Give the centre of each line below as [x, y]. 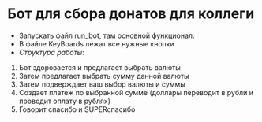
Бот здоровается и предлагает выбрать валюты [99, 67]
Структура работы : [51, 52]
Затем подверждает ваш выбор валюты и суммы [102, 84]
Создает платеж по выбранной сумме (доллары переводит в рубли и [136, 92]
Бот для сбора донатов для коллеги [131, 14]
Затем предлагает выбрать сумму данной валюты [104, 76]
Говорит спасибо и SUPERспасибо [77, 109]
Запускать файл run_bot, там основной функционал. [107, 35]
